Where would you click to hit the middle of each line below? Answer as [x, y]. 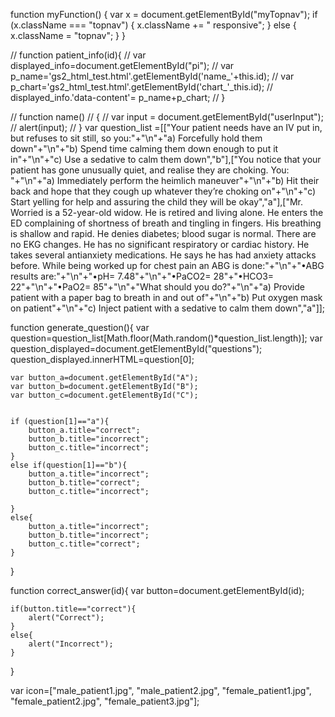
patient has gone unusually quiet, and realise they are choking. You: [150, 170]
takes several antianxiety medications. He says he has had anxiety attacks [163, 255]
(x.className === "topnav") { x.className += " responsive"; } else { [153, 25]
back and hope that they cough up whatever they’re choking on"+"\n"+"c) [163, 191]
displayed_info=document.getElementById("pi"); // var [122, 65]
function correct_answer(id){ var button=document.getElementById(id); [157, 590]
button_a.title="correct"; [84, 430]
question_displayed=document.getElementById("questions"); [136, 348]
